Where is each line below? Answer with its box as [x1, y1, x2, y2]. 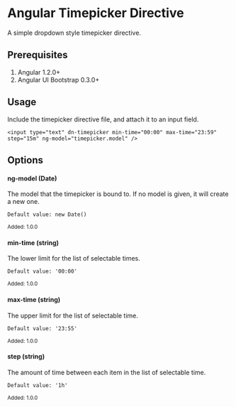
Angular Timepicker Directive [7, 5, 184, 21]
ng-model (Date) [7, 174, 57, 183]
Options [7, 154, 44, 166]
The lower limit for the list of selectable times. [7, 254, 140, 263]
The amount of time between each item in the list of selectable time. [7, 368, 206, 376]
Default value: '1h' [7, 381, 69, 389]
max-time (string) [7, 295, 61, 303]
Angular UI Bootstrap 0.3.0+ [17, 75, 100, 84]
